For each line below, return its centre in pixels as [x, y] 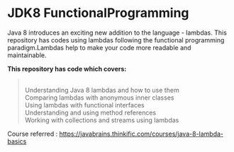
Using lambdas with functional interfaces [84, 105]
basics [17, 141]
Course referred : [33, 134]
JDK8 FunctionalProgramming [98, 13]
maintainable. [27, 55]
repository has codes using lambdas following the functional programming [116, 40]
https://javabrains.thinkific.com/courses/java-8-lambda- [141, 134]
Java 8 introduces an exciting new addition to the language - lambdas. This [117, 33]
